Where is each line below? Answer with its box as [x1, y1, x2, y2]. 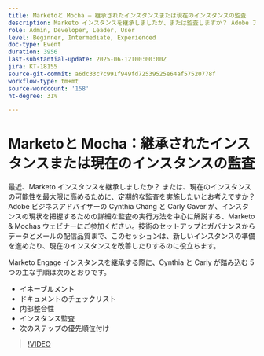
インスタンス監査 [19, 314, 75, 323]
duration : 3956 [8, 48, 58, 56]
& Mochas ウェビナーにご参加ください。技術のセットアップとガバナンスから [8, 222, 255, 231]
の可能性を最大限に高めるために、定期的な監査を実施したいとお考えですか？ [8, 192, 256, 201]
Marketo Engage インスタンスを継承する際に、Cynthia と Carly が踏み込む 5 [8, 258, 255, 267]
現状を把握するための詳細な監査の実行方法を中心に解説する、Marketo [28, 211, 255, 221]
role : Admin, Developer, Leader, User [8, 26, 135, 34]
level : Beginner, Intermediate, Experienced [8, 33, 156, 42]
